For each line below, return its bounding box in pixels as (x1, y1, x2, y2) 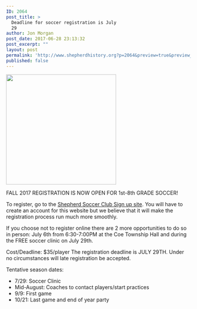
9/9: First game (14, 290, 52, 297)
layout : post (6, 47, 38, 53)
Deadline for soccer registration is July (11, 19, 117, 25)
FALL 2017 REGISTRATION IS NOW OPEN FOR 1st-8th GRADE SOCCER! (6, 189, 178, 196)
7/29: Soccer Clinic (14, 277, 62, 284)
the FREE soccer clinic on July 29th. (6, 237, 93, 244)
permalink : (6, 52, 33, 58)
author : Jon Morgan (6, 31, 54, 36)
